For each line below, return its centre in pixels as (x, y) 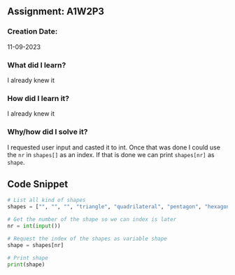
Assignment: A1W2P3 (56, 12)
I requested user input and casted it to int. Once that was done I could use (114, 147)
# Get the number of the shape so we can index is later (92, 220)
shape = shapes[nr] (36, 245)
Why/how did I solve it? (48, 132)
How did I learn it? (38, 98)
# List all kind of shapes (47, 200)
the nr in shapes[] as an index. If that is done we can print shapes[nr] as (111, 154)
